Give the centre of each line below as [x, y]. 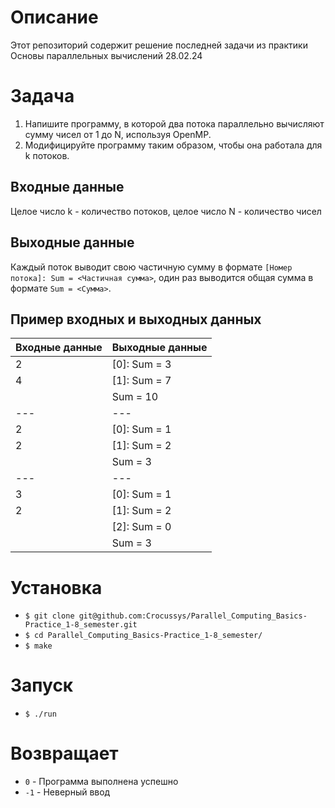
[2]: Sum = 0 [141, 527]
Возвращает [64, 753]
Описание [54, 17]
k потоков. [47, 155]
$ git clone [49, 616]
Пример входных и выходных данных [136, 319]
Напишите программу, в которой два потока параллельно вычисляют [174, 123]
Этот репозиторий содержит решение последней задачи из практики [159, 45]
